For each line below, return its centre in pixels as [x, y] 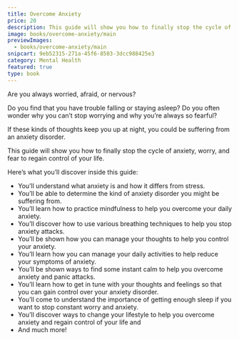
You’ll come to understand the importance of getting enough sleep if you [124, 299]
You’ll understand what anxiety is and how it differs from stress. [111, 185]
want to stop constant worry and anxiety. [78, 306]
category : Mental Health [44, 61]
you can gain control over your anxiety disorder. [88, 292]
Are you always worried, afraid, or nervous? [72, 94]
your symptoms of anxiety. [57, 262]
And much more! [42, 329]
